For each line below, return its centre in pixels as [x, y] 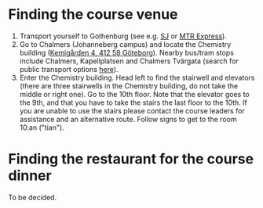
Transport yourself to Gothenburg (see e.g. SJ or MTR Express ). [123, 36]
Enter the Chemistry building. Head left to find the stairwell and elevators [137, 77]
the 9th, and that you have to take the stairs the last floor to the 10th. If [133, 102]
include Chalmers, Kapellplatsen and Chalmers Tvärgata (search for [129, 61]
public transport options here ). [69, 69]
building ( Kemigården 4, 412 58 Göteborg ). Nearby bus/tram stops [126, 52]
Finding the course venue [93, 14]
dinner [30, 176]
